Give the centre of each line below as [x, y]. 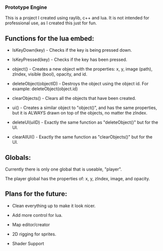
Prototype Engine [26, 7]
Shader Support [28, 243]
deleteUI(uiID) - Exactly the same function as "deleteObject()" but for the [85, 122]
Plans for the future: [36, 194]
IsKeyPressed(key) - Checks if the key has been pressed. [70, 59]
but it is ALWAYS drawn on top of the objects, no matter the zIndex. [80, 113]
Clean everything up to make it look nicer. [54, 206]
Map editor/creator [31, 224]
